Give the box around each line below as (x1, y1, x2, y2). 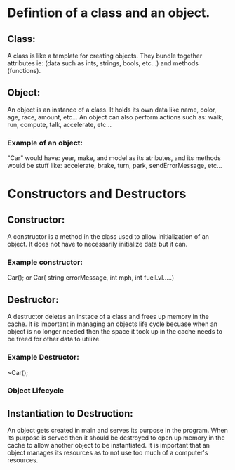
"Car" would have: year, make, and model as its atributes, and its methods (7, 154, 221, 162)
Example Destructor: (7, 353, 79, 363)
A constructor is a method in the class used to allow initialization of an (7, 233, 209, 241)
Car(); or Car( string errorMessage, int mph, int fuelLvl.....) (7, 273, 175, 282)
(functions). (7, 67, 41, 74)
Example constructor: (7, 258, 83, 268)
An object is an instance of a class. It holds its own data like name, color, (7, 105, 217, 114)
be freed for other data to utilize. (7, 335, 102, 344)
